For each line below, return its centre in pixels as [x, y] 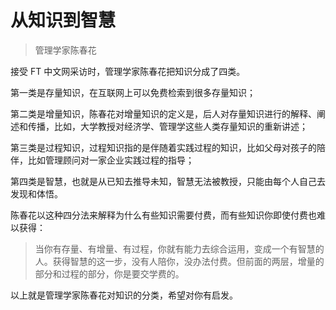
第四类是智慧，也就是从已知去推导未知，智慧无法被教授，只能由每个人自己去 [168, 181]
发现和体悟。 [36, 193]
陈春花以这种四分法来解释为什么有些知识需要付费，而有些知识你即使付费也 [163, 215]
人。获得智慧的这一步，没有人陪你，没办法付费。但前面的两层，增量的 [179, 261]
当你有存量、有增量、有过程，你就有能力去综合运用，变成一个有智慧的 [179, 248]
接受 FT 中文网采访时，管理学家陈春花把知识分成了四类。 [128, 71]
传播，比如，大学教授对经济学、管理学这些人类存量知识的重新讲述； [167, 126]
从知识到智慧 [63, 20]
